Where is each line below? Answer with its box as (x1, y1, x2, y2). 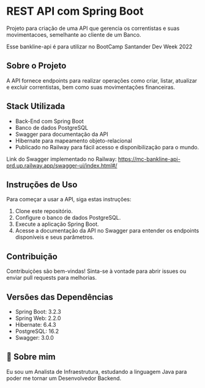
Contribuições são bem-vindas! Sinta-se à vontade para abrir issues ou (6, 267, 187, 275)
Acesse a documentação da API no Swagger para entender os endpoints (15, 227, 199, 234)
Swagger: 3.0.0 (15, 334, 54, 341)
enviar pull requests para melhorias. (6, 274, 97, 282)
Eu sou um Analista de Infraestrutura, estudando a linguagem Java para (6, 368, 187, 375)
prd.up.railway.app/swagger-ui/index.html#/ (6, 162, 117, 169)
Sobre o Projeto (6, 61, 67, 71)
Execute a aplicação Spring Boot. (15, 220, 99, 228)
